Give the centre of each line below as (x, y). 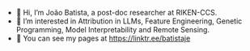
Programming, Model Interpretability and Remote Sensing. (113, 30)
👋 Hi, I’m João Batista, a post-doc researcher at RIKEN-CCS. (117, 13)
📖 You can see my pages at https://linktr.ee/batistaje (103, 38)
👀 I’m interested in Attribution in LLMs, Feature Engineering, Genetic (129, 21)
